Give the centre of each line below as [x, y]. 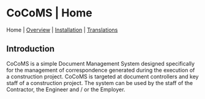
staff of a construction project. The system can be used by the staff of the [100, 83]
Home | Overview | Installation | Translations [62, 30]
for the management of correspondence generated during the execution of [101, 70]
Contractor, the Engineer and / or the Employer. [66, 89]
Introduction [31, 49]
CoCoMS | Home [50, 13]
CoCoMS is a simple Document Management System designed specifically [100, 63]
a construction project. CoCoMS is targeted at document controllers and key [102, 77]
